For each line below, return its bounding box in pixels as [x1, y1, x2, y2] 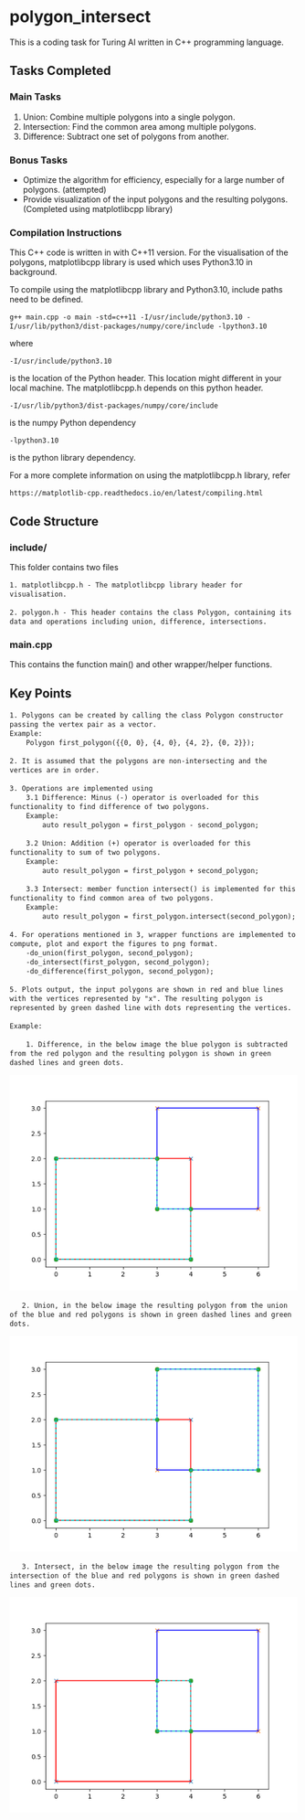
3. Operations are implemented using [9, 784, 153, 793]
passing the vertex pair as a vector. [9, 720, 157, 729]
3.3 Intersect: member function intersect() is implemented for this [26, 885, 297, 894]
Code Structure [9, 514, 99, 529]
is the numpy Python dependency [9, 418, 137, 429]
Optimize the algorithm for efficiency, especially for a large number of [22, 174, 285, 185]
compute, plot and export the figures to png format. [9, 940, 219, 949]
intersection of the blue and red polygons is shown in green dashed [9, 1571, 280, 1581]
